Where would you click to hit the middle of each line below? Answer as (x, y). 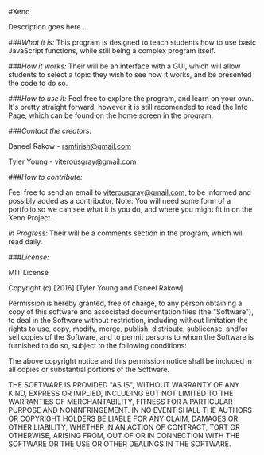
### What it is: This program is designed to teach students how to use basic (132, 42)
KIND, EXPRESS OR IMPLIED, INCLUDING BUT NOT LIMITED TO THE (121, 393)
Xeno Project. (31, 218)
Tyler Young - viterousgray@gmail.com (72, 161)
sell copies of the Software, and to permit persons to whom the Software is (131, 337)
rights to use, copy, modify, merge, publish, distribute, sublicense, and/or (128, 329)
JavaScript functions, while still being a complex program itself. (112, 51)
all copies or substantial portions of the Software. (89, 369)
